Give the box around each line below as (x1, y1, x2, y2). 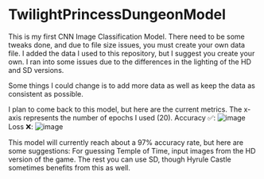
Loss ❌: (8, 121, 33, 131)
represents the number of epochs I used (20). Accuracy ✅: (23, 112, 216, 122)
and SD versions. (8, 65, 64, 74)
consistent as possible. (8, 89, 83, 98)
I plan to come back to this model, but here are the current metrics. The (8, 105, 243, 114)
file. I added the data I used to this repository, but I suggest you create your (8, 48, 255, 58)
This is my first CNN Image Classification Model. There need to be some (8, 32, 245, 41)
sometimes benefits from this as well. (8, 162, 131, 172)
